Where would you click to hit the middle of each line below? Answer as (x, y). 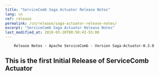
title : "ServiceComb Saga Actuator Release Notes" (58, 10)
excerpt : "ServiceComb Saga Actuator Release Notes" (60, 28)
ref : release (18, 19)
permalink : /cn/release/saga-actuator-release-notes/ (61, 23)
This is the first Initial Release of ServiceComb (77, 61)
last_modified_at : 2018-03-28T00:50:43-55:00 (52, 32)
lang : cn (14, 14)
